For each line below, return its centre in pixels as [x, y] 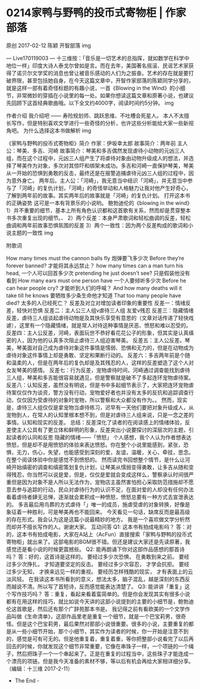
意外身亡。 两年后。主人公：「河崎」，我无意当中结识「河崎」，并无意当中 [99, 180]
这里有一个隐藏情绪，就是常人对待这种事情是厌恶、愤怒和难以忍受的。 [105, 325]
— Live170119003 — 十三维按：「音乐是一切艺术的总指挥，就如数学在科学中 [98, 58]
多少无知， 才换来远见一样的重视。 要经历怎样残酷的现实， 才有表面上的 [99, 571]
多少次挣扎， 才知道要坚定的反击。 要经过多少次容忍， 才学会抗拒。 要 [98, 564]
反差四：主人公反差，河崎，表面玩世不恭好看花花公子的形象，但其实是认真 [97, 333]
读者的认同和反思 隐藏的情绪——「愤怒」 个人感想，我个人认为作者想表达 [101, 437]
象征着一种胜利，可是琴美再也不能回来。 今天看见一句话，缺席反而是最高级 [98, 512]
